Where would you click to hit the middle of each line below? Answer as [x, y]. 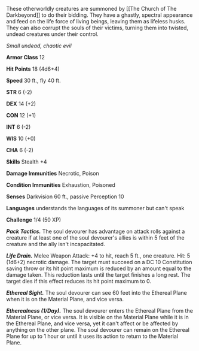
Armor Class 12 [25, 57]
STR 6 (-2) [19, 92]
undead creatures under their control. [52, 34]
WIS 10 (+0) [21, 138]
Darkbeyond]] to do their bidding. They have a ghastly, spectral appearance [99, 15]
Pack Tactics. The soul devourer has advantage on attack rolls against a [96, 231]
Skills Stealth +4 [27, 162]
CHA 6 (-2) [20, 150]
